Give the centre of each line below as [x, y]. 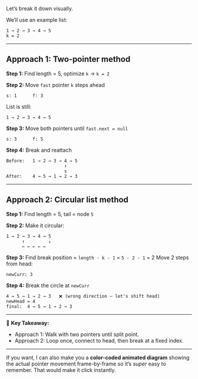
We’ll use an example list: [37, 20]
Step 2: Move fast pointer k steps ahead [55, 85]
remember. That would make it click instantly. [61, 370]
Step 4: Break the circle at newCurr [48, 285]
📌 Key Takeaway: [28, 323]
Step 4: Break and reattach [39, 150]
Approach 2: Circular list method [67, 200]
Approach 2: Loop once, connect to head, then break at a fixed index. [99, 340]
